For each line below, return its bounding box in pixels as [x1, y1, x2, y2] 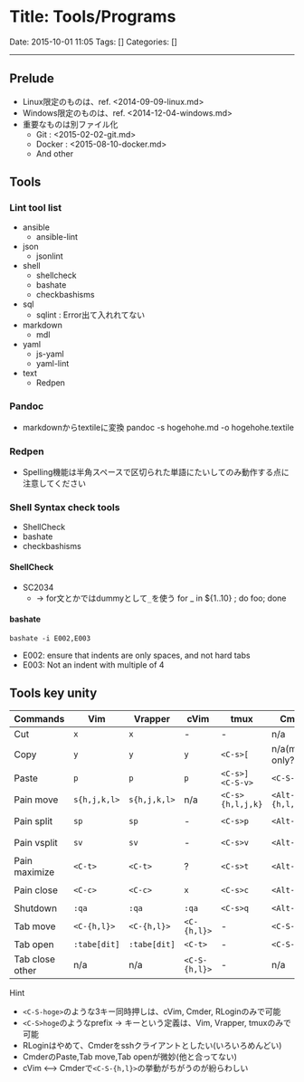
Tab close [14, 953, 56, 965]
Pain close [14, 884, 59, 897]
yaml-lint [35, 358, 70, 369]
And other [35, 147, 74, 159]
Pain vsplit [14, 836, 59, 849]
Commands [14, 712, 65, 725]
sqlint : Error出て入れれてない [35, 309, 146, 320]
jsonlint [35, 251, 63, 261]
